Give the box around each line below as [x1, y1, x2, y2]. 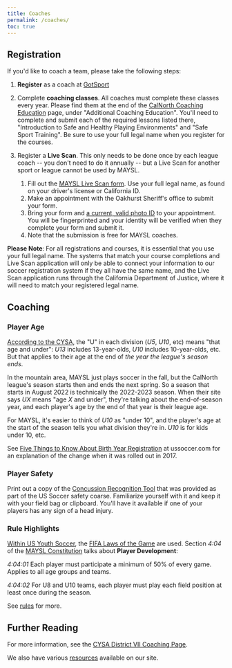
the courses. [17, 138, 53, 146]
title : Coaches [7, 10, 51, 17]
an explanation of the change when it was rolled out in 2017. [7, 451, 177, 460]
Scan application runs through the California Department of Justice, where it [7, 274, 224, 282]
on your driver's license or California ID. [27, 187, 141, 195]
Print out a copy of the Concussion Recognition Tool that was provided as [7, 485, 217, 493]
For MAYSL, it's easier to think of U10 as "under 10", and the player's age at [7, 416, 221, 424]
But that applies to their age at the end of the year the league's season [7, 352, 209, 361]
